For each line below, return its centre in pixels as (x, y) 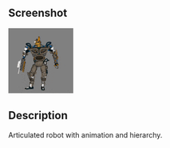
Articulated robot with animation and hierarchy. (85, 134)
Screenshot (38, 13)
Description (38, 116)
